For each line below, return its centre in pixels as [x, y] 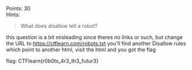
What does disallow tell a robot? [59, 26]
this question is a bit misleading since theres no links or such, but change [95, 37]
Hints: [13, 15]
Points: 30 [18, 8]
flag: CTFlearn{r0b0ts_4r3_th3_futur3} [52, 61]
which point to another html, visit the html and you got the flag [81, 50]
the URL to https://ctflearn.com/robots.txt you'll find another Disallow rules [96, 43]
